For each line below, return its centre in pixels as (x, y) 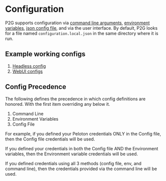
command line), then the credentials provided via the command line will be (81, 169)
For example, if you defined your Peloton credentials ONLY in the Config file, (83, 134)
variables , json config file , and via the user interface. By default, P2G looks (81, 28)
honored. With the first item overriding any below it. (58, 104)
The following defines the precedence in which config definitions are (75, 99)
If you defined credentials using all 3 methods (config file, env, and (73, 163)
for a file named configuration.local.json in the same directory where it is (82, 33)
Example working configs (45, 54)
